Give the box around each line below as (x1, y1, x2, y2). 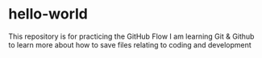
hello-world (8, 5, 89, 23)
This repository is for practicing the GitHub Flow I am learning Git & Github (8, 31, 255, 41)
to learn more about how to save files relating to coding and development (8, 39, 252, 49)
